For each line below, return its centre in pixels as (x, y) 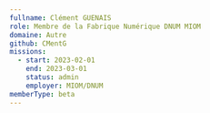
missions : (28, 52)
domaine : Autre (38, 35)
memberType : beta (42, 94)
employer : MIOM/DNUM (65, 86)
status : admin (52, 77)
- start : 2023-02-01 (56, 60)
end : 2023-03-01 (57, 69)
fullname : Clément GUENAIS (60, 18)
